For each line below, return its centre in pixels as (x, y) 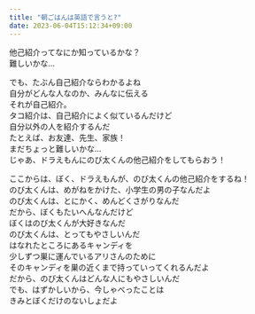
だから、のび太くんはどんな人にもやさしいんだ (94, 278)
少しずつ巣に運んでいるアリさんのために (83, 256)
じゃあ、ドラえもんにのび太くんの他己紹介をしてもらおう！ (117, 160)
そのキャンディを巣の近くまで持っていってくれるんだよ (109, 267)
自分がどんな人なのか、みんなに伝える (79, 93)
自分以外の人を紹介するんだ (60, 126)
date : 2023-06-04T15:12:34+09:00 (71, 26)
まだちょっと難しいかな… (55, 148)
